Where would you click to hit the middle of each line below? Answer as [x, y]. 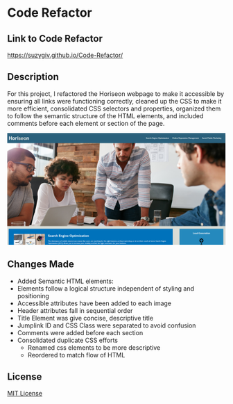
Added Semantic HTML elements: [65, 281]
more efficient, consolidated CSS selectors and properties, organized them [114, 108]
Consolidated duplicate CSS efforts [67, 340]
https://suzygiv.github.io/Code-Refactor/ [65, 55]
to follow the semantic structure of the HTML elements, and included [105, 115]
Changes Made [41, 265]
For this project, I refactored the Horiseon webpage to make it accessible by [115, 94]
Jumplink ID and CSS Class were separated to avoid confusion [106, 325]
